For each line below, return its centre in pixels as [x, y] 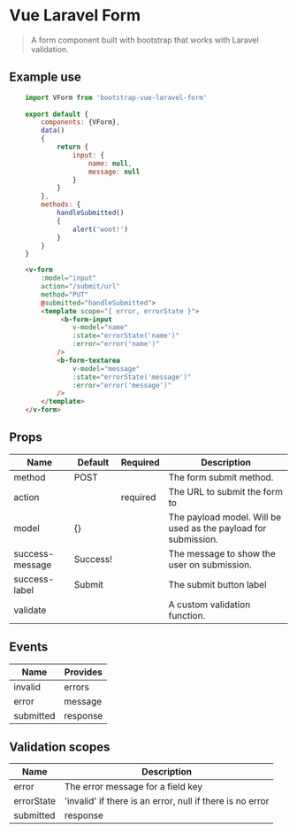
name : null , [110, 163]
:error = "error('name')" [116, 344]
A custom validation [209, 605]
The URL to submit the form [225, 491]
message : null [114, 172]
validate [30, 610]
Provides [84, 672]
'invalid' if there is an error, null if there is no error [167, 801]
